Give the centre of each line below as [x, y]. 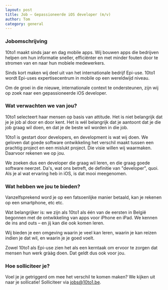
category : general [24, 24]
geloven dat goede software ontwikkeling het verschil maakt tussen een [79, 142]
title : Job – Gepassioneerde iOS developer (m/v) [58, 15]
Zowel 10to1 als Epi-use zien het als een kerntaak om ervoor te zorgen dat [81, 248]
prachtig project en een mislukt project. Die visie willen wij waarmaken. [78, 148]
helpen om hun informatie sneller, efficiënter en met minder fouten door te [82, 58]
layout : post [19, 10]
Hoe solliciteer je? [28, 266]
